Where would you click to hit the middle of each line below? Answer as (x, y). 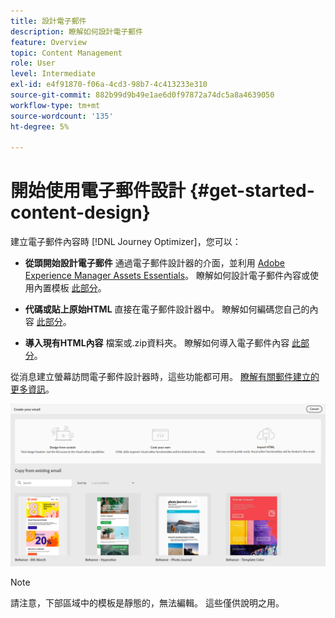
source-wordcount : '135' (62, 116)
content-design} (80, 212)
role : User (33, 63)
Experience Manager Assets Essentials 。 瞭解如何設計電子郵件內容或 (167, 276)
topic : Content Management (66, 53)
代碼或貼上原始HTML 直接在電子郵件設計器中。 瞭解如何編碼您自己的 (167, 309)
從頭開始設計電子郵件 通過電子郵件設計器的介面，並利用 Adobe (155, 263)
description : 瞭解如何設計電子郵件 (76, 31)
